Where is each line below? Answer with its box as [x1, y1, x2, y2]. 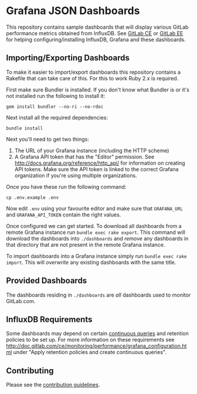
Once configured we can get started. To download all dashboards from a [6, 222, 182, 229]
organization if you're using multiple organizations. [14, 172, 137, 179]
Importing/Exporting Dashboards [6, 53, 130, 63]
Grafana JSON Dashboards [6, 4, 140, 18]
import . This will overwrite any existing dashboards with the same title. [6, 259, 176, 266]
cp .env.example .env [6, 195, 59, 201]
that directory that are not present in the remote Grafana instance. [6, 241, 165, 248]
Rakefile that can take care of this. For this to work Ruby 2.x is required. [6, 74, 179, 81]
